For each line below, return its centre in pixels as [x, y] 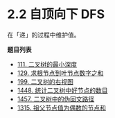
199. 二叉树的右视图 [45, 81]
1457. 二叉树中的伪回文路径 [56, 99]
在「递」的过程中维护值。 [44, 35]
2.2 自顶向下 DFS [56, 14]
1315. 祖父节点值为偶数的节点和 [61, 108]
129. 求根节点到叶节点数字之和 [60, 73]
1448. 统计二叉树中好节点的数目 [62, 90]
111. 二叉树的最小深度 [47, 64]
